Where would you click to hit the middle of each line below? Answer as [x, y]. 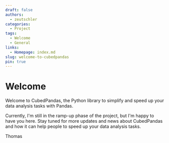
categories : [18, 24]
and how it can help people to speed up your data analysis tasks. [73, 126]
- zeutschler [24, 19]
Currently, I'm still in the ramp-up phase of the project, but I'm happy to [80, 116]
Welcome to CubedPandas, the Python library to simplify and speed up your [84, 101]
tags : [11, 33]
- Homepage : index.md [33, 52]
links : [12, 47]
